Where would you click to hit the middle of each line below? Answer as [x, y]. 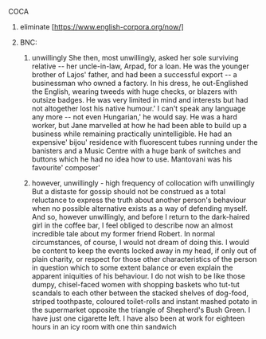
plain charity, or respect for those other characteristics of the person [144, 259]
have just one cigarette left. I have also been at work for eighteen [138, 318]
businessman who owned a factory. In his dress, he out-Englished [140, 83]
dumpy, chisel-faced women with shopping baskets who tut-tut [136, 284]
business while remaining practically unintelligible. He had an [132, 134]
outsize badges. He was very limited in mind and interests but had [140, 100]
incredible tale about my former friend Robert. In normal [123, 234]
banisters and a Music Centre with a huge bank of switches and [136, 151]
